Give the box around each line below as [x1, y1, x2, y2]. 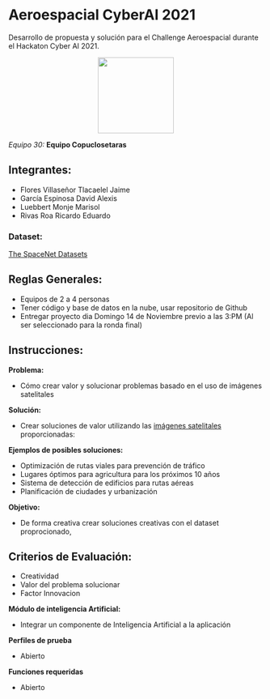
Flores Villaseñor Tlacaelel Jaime [19, 185, 131, 194]
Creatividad [19, 571, 59, 581]
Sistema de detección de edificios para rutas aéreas [19, 478, 194, 488]
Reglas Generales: [8, 273, 103, 287]
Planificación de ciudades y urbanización [19, 486, 158, 496]
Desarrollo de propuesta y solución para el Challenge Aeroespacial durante [8, 32, 259, 42]
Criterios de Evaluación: [8, 550, 132, 564]
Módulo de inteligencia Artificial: [8, 604, 121, 614]
